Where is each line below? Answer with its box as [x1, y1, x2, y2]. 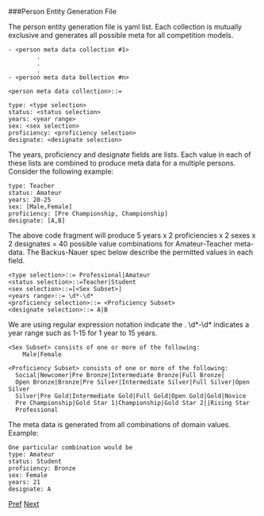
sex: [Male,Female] [8, 203, 73, 211]
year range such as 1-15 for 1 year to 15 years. [8, 328, 158, 338]
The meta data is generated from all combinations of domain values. [8, 420, 231, 429]
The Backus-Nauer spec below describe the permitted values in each [26, 247, 254, 257]
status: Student [8, 457, 62, 465]
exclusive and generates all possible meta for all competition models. [8, 31, 234, 40]
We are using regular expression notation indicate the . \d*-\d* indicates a [8, 320, 250, 329]
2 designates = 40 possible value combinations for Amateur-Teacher [8, 239, 232, 248]
